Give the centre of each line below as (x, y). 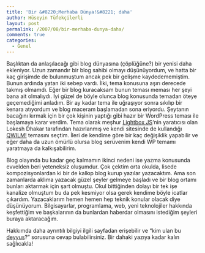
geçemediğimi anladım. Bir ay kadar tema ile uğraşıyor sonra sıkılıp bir (94, 102)
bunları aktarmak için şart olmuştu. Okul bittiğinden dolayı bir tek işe (92, 186)
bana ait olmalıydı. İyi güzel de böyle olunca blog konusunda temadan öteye (102, 96)
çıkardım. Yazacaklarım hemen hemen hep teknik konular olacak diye (93, 199)
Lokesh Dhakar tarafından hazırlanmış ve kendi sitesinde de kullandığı (94, 129)
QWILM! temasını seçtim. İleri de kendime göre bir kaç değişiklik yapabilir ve (102, 135)
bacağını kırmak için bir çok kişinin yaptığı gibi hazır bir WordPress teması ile (102, 115)
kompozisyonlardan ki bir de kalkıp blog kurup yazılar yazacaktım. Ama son (101, 173)
